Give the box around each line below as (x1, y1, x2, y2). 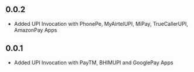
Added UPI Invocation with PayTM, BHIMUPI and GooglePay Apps (13, 59, 173, 66)
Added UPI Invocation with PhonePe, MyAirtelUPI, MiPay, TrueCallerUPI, (13, 20, 189, 27)
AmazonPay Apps (13, 26, 57, 33)
